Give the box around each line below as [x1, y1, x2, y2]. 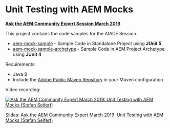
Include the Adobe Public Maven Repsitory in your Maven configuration [12, 76, 163, 82]
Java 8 [12, 71, 27, 77]
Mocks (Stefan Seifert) [5, 117, 53, 123]
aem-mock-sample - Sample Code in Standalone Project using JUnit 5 [12, 40, 162, 47]
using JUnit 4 [12, 51, 42, 57]
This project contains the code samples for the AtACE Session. [5, 30, 138, 36]
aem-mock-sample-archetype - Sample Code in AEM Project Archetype [12, 46, 165, 52]
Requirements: [5, 61, 36, 67]
